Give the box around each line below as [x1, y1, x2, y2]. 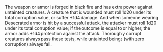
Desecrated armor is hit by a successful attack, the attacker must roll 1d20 [5, 20, 157, 26]
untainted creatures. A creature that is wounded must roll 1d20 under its [5, 9, 152, 15]
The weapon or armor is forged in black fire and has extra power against [5, 4, 153, 10]
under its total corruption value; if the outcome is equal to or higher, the [5, 25, 151, 31]
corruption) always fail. [5, 41, 52, 47]
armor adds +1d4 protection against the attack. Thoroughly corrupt [5, 31, 142, 36]
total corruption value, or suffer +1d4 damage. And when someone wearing [5, 15, 159, 20]
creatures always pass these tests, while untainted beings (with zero [5, 36, 145, 42]
